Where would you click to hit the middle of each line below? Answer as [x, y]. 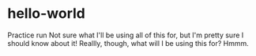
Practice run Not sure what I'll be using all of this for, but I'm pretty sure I [126, 35]
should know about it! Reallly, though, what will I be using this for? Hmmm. [128, 43]
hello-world [47, 14]
